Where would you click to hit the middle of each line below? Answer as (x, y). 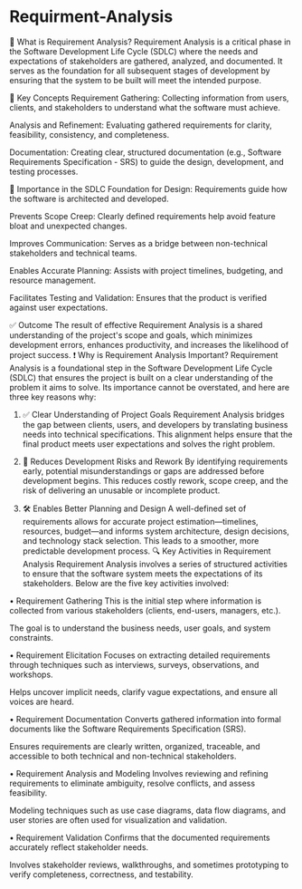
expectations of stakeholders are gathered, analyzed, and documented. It (146, 61)
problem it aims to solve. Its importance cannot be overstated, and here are (150, 387)
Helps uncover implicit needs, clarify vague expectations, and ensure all (143, 691)
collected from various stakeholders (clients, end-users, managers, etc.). (145, 610)
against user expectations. (59, 307)
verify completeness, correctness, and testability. (101, 874)
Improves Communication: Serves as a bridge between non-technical (139, 243)
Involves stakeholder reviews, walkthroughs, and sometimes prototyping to (149, 865)
